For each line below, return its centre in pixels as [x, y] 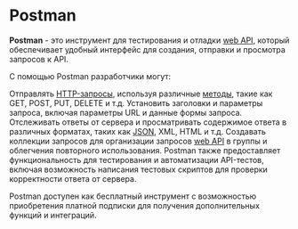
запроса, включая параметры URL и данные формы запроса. [126, 112]
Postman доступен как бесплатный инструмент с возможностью [133, 196]
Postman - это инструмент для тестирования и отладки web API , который [149, 40]
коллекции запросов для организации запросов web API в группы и [138, 141]
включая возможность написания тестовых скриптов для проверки [139, 169]
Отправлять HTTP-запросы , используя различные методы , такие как [141, 94]
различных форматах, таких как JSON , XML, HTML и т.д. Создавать [138, 131]
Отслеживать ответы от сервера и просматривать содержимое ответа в [148, 122]
